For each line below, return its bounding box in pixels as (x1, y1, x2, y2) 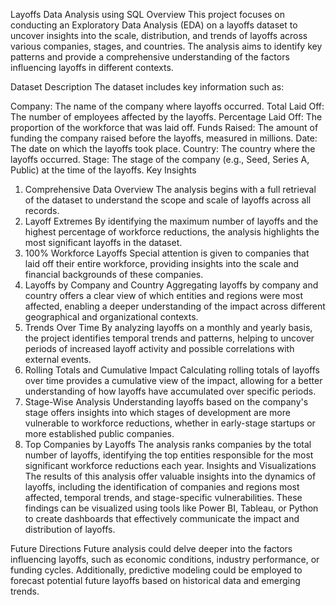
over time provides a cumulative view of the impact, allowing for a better (24, 375, 323, 386)
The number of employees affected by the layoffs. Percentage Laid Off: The (10, 111, 323, 123)
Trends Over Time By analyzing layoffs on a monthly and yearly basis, (24, 322, 313, 333)
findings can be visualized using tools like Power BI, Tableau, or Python (24, 502, 319, 514)
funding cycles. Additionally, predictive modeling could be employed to (10, 564, 303, 576)
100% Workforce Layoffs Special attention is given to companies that (24, 247, 310, 259)
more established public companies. (24, 428, 175, 439)
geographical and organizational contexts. (24, 311, 199, 323)
